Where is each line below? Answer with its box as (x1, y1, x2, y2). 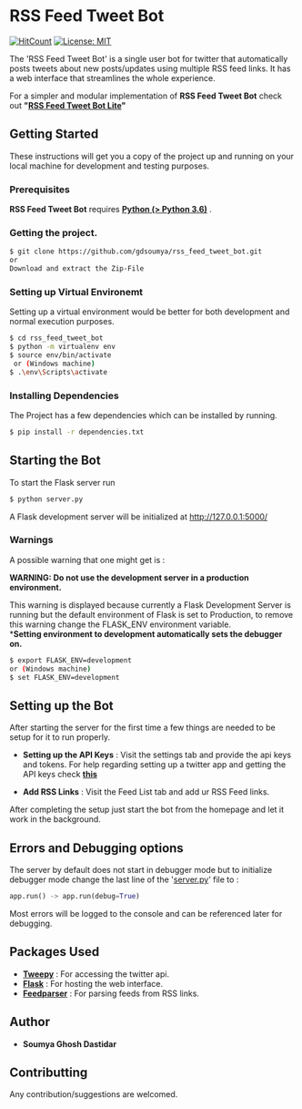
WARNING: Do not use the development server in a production (9, 571, 249, 583)
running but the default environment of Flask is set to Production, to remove (9, 609, 294, 620)
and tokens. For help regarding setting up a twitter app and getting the (22, 759, 287, 770)
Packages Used (9, 944, 100, 960)
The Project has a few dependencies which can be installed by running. (9, 409, 277, 420)
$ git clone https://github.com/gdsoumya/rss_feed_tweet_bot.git (9, 247, 262, 256)
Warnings (9, 534, 54, 547)
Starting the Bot (9, 453, 102, 468)
